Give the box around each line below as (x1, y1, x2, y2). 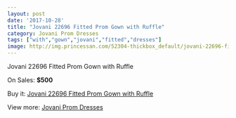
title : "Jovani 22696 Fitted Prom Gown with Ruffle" (7, 23, 165, 30)
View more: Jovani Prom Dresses (7, 103, 103, 111)
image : (7, 43, 27, 50)
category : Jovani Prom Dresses (7, 29, 99, 37)
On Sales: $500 (7, 76, 53, 84)
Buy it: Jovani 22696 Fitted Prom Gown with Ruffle (7, 89, 154, 98)
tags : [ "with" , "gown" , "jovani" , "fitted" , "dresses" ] (7, 37, 162, 44)
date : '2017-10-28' (7, 17, 65, 24)
